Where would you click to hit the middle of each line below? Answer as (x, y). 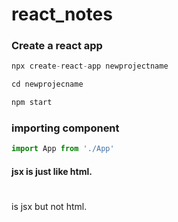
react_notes (62, 14)
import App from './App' (63, 149)
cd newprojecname (47, 84)
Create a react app (57, 46)
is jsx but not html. (49, 207)
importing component (65, 128)
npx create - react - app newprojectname (90, 66)
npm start (32, 103)
